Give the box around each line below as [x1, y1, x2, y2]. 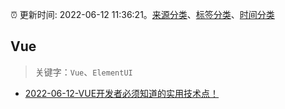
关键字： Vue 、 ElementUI [34, 66, 133, 78]
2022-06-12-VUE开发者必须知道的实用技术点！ [24, 87, 220, 99]
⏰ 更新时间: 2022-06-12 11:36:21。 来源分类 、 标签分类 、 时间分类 [10, 9, 275, 20]
